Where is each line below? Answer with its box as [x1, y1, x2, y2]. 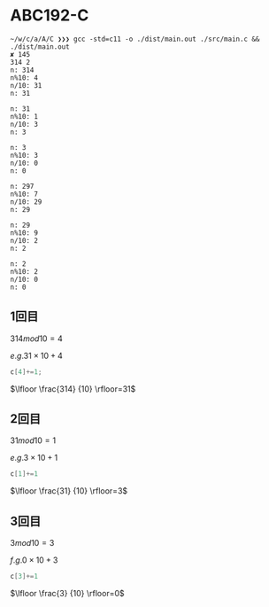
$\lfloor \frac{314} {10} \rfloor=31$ [10, 383, 136, 394]
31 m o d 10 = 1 [10, 435, 57, 446]
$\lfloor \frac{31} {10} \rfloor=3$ [10, 486, 128, 496]
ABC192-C [10, 5, 89, 26]
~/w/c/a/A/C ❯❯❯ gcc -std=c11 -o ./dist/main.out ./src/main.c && [10, 35, 260, 43]
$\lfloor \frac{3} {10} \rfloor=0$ [10, 588, 125, 598]
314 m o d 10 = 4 [10, 333, 63, 344]
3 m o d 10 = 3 [10, 538, 55, 549]
